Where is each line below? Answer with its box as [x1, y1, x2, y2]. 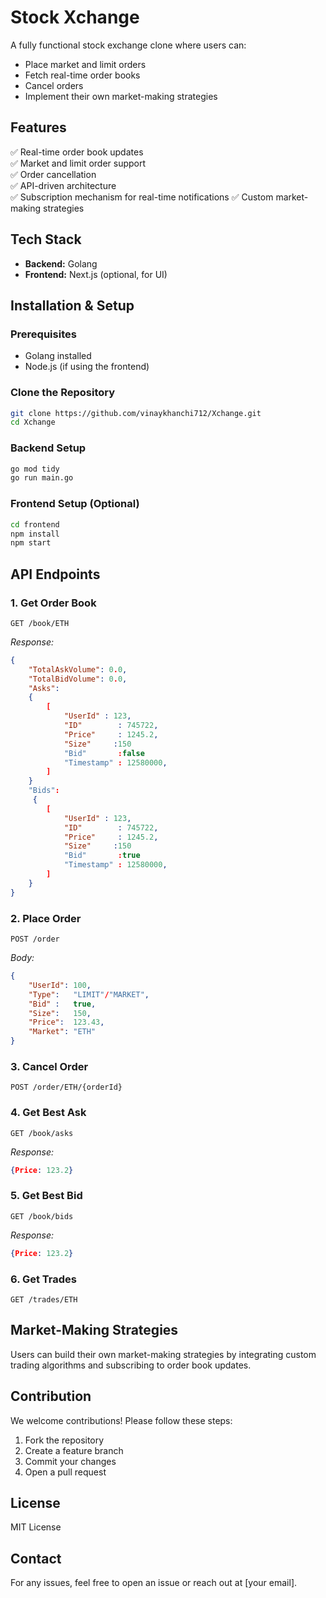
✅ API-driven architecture [10, 179, 117, 191]
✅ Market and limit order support [10, 157, 147, 169]
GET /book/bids [10, 1211, 74, 1221]
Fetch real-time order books [24, 69, 141, 81]
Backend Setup [10, 441, 87, 455]
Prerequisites [10, 327, 77, 341]
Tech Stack [10, 231, 82, 248]
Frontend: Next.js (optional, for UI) [24, 268, 168, 280]
